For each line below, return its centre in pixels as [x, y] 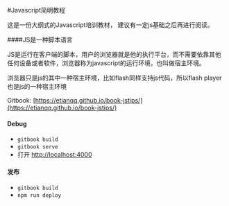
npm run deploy [39, 196]
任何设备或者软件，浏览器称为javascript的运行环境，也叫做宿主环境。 [107, 63]
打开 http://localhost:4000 [54, 155]
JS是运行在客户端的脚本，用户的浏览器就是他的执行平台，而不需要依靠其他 [114, 54]
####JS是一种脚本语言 [40, 40]
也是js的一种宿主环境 [37, 86]
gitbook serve [37, 147]
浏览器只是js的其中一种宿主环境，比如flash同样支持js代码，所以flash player [114, 78]
